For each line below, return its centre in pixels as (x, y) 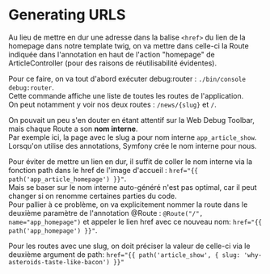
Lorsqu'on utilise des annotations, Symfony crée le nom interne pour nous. (133, 145)
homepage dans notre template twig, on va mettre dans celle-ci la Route (129, 45)
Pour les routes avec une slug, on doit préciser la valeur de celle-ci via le (129, 246)
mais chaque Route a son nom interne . (73, 129)
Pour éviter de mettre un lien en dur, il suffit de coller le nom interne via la (131, 161)
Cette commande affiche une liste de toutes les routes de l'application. (126, 95)
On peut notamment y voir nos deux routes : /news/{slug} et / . (112, 104)
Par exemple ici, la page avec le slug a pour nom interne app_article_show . (133, 137)
